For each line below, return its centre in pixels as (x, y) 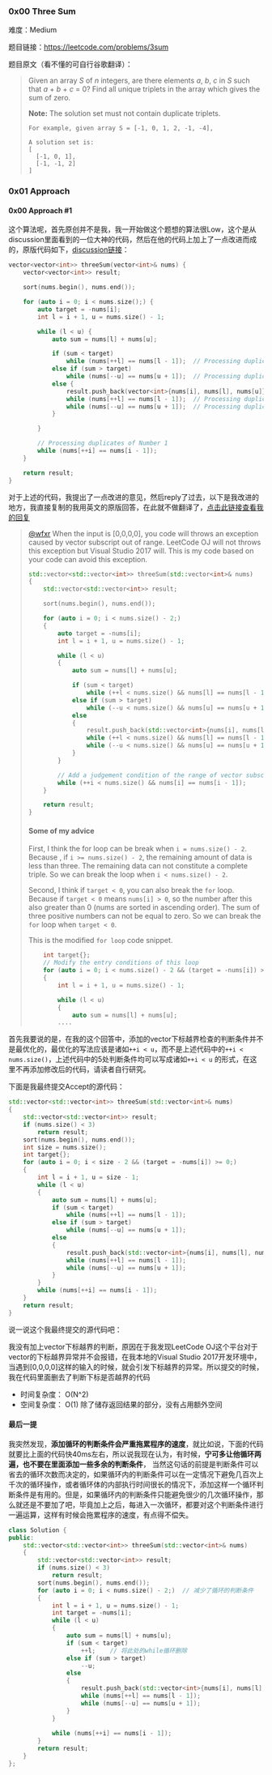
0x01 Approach (39, 191)
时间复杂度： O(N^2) (54, 1394)
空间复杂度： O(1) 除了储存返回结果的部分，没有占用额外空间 (121, 1404)
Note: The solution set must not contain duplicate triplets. (124, 113)
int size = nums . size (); (65, 1147)
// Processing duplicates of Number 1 (103, 443)
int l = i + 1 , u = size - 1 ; (88, 1177)
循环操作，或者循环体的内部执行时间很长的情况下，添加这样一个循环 (143, 1484)
